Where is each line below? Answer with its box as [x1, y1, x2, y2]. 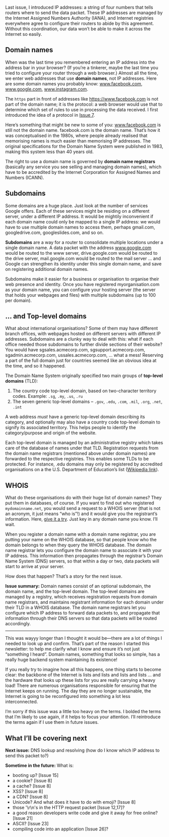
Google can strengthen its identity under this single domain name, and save [5, 260, 162, 267]
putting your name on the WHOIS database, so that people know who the [5, 537, 157, 543]
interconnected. [5, 699, 38, 705]
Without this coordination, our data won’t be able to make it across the [5, 26, 151, 32]
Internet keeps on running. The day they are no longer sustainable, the [5, 688, 151, 694]
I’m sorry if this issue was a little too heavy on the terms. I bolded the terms [5, 709, 161, 715]
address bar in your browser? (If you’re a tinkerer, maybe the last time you [5, 64, 158, 70]
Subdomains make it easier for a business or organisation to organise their [5, 275, 159, 282]
